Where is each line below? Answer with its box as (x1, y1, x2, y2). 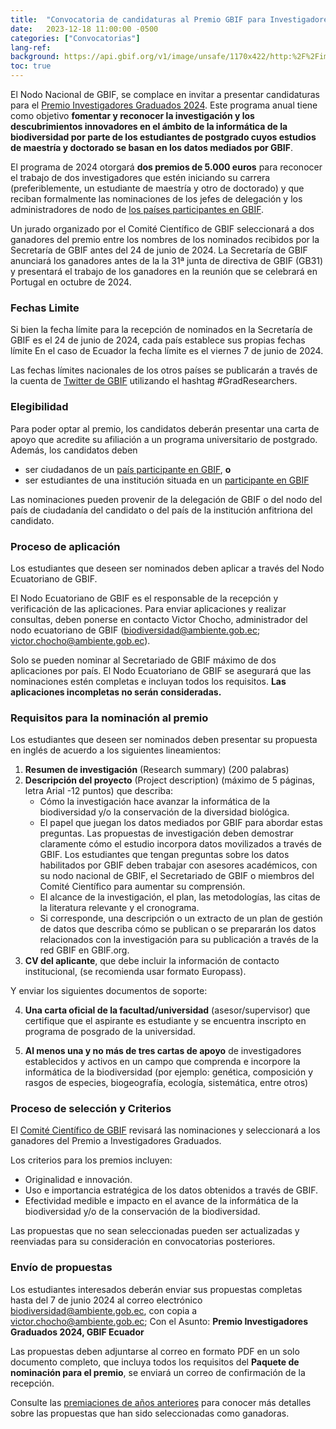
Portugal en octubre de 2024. (10, 276, 132, 288)
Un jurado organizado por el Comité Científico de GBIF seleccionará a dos (10, 223, 315, 235)
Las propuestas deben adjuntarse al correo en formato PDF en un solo (10, 1345, 300, 1357)
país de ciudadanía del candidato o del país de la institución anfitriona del (10, 504, 313, 516)
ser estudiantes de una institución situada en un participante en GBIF (24, 474, 310, 486)
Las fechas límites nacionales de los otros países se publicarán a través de (10, 364, 318, 376)
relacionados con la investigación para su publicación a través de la (39, 934, 319, 946)
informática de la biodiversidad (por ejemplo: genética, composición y (24, 1066, 314, 1078)
